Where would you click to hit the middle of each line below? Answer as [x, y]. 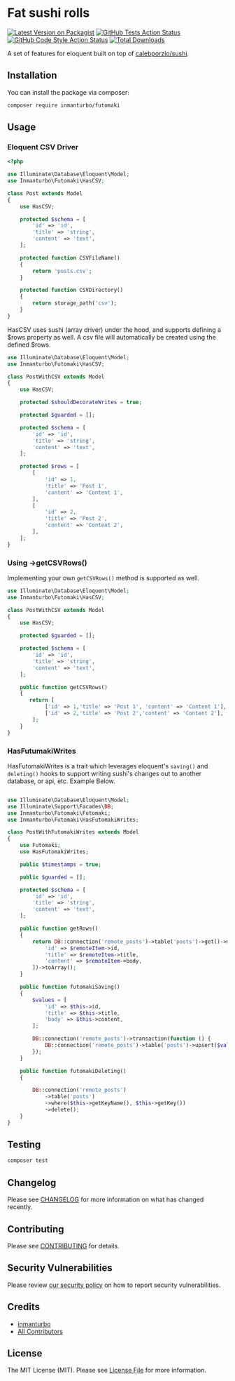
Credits [24, 1307]
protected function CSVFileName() [70, 258]
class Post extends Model [45, 193]
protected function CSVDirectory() [72, 290]
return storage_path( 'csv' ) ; [75, 303]
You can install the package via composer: [68, 92]
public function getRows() [59, 929]
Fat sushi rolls [49, 13]
